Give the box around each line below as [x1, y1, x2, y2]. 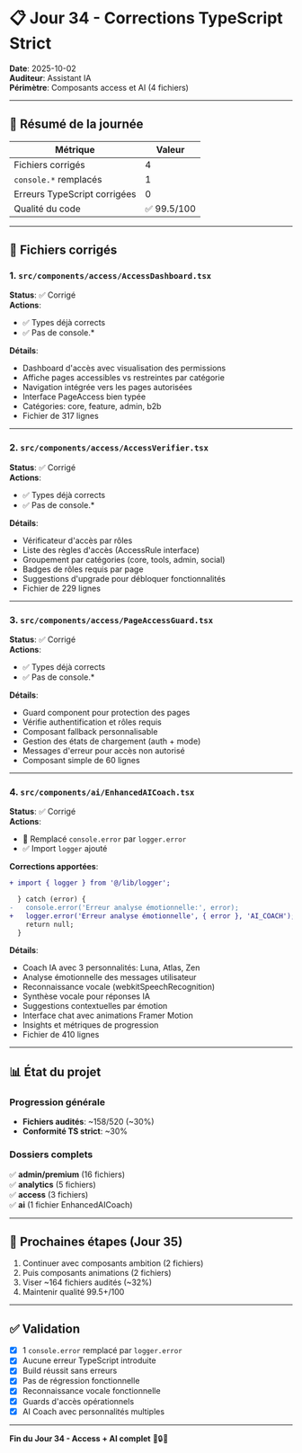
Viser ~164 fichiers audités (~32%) [22, 1277, 153, 1288]
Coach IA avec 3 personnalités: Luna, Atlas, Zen [22, 962, 200, 973]
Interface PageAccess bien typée [22, 391, 147, 402]
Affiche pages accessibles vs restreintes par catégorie [22, 372, 225, 383]
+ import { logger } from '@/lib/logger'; [9, 878, 171, 887]
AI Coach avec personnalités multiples [22, 1405, 164, 1417]
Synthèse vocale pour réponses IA [22, 991, 151, 1002]
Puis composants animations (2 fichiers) [22, 1268, 173, 1279]
